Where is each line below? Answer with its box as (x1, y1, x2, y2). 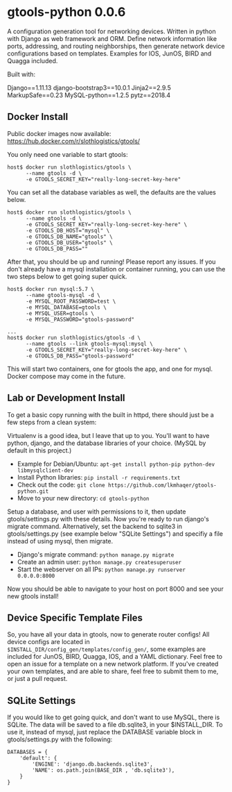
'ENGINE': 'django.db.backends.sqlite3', (32, 761, 154, 768)
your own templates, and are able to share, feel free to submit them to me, (7, 667, 219, 675)
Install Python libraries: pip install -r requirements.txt (17, 473, 181, 481)
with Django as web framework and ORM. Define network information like (7, 34, 217, 42)
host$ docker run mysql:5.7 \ (7, 285, 95, 292)
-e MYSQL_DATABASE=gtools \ (25, 303, 107, 311)
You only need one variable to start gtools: (7, 150, 128, 158)
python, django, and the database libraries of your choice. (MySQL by (7, 439, 206, 447)
